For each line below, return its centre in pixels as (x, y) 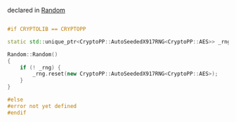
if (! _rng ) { (40, 67)
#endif (17, 113)
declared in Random (36, 10)
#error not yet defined (42, 106)
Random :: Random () (33, 54)
